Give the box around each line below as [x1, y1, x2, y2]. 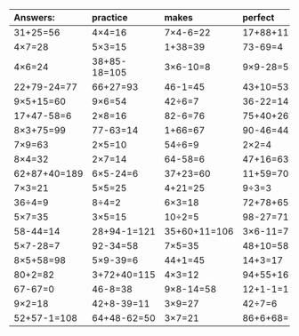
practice [92, 12, 128, 23]
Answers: [13, 12, 55, 23]
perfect [242, 12, 275, 23]
